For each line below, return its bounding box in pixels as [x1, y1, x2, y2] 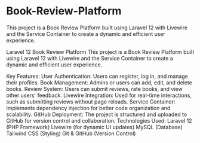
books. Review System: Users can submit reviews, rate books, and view [6, 85, 183, 92]
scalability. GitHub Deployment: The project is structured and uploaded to [6, 111, 187, 118]
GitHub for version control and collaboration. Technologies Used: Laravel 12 [6, 117, 192, 124]
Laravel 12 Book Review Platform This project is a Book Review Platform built [6, 48, 195, 55]
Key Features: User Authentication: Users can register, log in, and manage [6, 72, 188, 80]
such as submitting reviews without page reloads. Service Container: [6, 98, 176, 105]
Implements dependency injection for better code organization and [6, 104, 171, 111]
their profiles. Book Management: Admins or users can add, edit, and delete [6, 79, 193, 86]
